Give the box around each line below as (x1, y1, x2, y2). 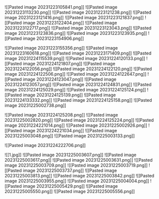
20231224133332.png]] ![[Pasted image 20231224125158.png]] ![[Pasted (4, 97, 153, 103)
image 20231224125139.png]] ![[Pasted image (23, 92, 116, 98)
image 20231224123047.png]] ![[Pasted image (23, 76, 116, 82)
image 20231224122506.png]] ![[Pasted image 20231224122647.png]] (4, 71, 147, 77)
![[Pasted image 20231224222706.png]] (4, 142, 86, 148)
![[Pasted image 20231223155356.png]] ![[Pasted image (4, 45, 118, 51)
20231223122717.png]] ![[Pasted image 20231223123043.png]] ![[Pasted (4, 25, 152, 31)
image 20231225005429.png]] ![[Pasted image (23, 183, 118, 189)
